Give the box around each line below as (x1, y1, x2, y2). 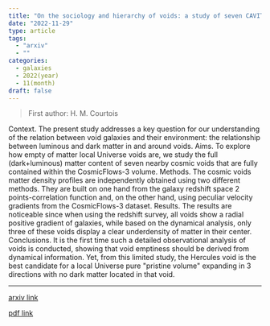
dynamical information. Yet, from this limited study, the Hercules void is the (8, 253, 257, 262)
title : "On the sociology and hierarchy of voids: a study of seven (8, 11, 243, 20)
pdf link (8, 308, 34, 318)
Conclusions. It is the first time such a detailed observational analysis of (8, 235, 247, 246)
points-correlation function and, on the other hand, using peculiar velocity (8, 192, 253, 202)
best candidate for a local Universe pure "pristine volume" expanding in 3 (8, 261, 252, 270)
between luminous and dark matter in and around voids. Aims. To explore (8, 142, 251, 151)
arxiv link (8, 293, 39, 303)
